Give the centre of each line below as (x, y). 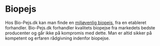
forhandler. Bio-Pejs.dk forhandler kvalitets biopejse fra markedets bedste (80, 27)
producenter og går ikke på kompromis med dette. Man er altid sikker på (79, 33)
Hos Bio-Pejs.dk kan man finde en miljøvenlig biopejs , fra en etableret (76, 23)
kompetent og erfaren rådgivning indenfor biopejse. (58, 38)
